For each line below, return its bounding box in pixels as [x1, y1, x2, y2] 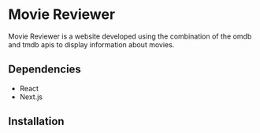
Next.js [19, 92, 43, 102]
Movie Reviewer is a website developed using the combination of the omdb [8, 31, 252, 41]
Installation [8, 115, 65, 128]
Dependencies [8, 63, 81, 76]
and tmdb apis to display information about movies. [8, 39, 175, 49]
